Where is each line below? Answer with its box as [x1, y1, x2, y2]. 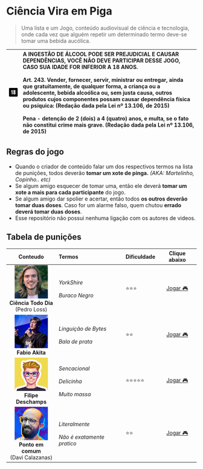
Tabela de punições [6, 232, 82, 242]
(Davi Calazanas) [10, 454, 53, 461]
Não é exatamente [58, 433, 105, 441]
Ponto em [19, 441, 44, 448]
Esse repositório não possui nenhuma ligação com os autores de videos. [14, 214, 196, 222]
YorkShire [58, 279, 83, 286]
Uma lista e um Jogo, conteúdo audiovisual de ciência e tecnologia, [21, 24, 190, 32]
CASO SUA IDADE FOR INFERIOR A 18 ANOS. [22, 64, 138, 71]
